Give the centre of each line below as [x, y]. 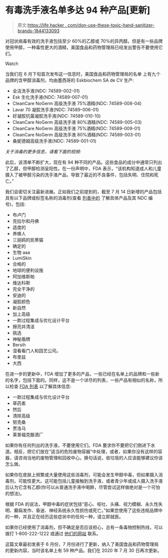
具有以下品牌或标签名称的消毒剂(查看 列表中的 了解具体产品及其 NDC [76, 198]
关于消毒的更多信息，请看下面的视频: [43, 151]
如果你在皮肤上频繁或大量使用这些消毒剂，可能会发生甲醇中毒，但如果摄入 [82, 474]
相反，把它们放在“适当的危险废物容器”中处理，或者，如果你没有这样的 [86, 451]
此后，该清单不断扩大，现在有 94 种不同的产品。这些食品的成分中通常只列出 [84, 162]
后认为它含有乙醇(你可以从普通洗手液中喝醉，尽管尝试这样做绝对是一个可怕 [83, 487]
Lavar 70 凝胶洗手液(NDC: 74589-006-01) [55, 109]
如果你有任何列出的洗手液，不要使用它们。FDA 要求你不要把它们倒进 [76, 445]
